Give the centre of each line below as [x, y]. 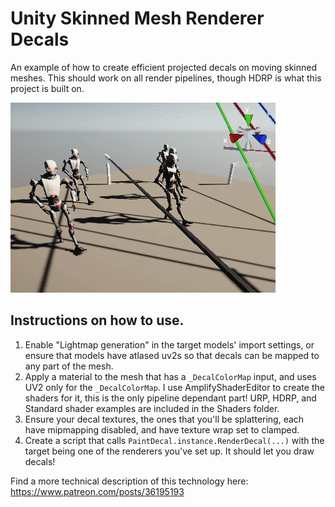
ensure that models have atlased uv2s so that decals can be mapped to [172, 355]
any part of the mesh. [69, 366]
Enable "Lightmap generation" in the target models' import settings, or [169, 344]
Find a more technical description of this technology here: [129, 481]
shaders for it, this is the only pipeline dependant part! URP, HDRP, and [170, 398]
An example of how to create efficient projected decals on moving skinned [163, 67]
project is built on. [47, 88]
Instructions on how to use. [97, 320]
